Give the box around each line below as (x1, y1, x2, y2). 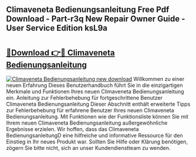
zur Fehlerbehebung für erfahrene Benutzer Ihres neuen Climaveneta (6, 107, 174, 114)
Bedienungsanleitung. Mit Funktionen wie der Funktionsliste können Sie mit (6, 113, 189, 120)
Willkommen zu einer (133, 76, 185, 82)
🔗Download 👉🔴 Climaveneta (6, 47, 115, 58)
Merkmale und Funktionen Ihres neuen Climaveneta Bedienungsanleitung (6, 88, 184, 95)
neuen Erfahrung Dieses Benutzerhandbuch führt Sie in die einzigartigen (6, 82, 183, 89)
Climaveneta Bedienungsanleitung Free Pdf (6, 5, 169, 15)
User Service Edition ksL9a (6, 23, 108, 33)
